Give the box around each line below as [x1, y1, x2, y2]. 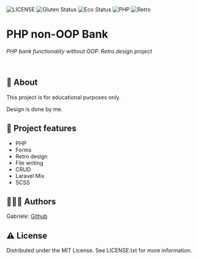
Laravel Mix [15, 172, 45, 179]
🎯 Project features [6, 123, 77, 134]
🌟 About [6, 77, 38, 88]
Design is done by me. [6, 105, 63, 113]
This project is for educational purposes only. [6, 93, 121, 101]
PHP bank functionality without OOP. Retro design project [6, 47, 152, 55]
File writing [15, 159, 44, 166]
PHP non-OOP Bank [6, 28, 109, 41]
